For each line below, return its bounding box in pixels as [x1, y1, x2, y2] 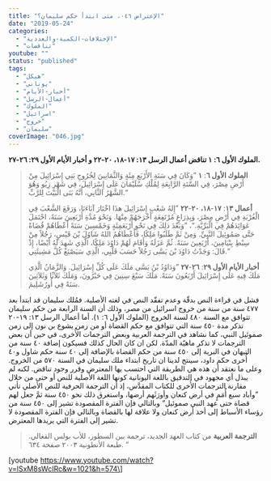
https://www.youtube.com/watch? [40, 455, 154, 465]
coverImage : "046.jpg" [8, 132, 85, 140]
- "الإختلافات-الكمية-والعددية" [15, 34, 117, 43]
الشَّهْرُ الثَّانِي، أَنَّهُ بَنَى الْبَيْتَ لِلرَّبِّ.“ [28, 187, 128, 197]
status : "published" [8, 57, 78, 66]
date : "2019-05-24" [8, 19, 74, 28]
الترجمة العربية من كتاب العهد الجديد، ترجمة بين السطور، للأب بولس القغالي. [28, 431, 257, 441]
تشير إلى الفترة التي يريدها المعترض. [8, 415, 119, 425]
